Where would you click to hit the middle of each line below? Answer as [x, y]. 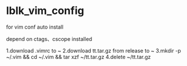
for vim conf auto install [35, 27]
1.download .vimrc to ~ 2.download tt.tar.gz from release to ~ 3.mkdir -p [93, 50]
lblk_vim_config [45, 11]
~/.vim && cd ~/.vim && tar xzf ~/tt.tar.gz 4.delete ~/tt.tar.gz [79, 57]
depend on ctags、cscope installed [49, 39]
